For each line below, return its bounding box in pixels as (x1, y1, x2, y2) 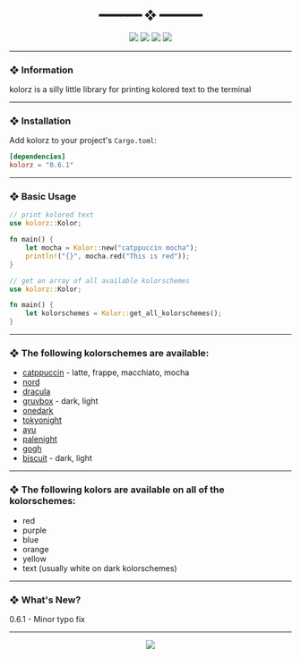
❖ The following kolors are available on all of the (9, 483, 226, 496)
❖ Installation (9, 115, 72, 127)
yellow (21, 553, 47, 564)
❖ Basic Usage (9, 191, 77, 203)
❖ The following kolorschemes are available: (9, 347, 210, 359)
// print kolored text (9, 210, 94, 219)
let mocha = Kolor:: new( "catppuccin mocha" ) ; (25, 244, 199, 252)
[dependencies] (9, 152, 66, 161)
